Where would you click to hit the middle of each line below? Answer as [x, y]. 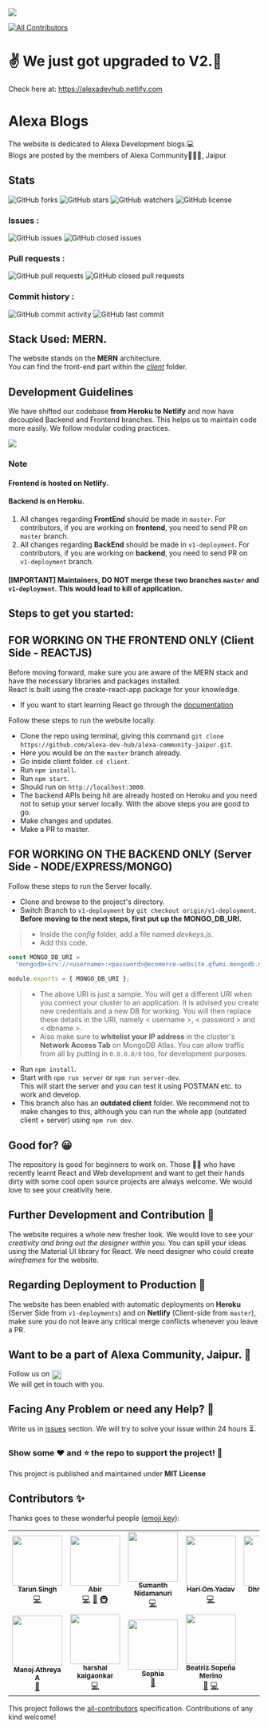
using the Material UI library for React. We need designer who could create [131, 1251]
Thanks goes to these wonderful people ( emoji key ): [94, 1518]
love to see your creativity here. [60, 1189]
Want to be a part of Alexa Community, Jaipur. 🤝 [130, 1354]
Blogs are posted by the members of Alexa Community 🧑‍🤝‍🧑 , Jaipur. [118, 155]
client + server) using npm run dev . [77, 1120]
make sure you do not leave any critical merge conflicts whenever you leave [133, 1321]
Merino [211, 1676]
